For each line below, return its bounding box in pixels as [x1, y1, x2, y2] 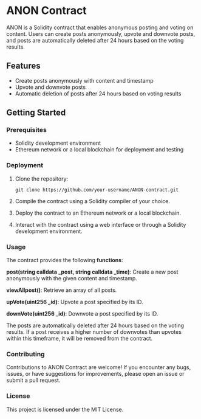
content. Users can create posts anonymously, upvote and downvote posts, [6, 30, 196, 37]
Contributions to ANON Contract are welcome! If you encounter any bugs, [6, 364, 191, 371]
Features [6, 61, 41, 71]
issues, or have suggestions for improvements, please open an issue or [6, 370, 185, 378]
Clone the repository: [15, 175, 69, 182]
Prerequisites [6, 126, 47, 134]
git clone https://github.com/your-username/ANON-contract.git [15, 187, 179, 193]
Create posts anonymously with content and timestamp [15, 77, 154, 84]
